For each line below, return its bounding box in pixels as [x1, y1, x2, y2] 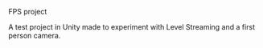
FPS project [8, 7, 47, 16]
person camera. [8, 31, 61, 40]
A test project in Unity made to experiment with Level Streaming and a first [8, 22, 256, 31]
